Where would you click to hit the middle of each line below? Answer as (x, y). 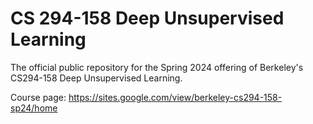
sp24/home (34, 108)
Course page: (38, 97)
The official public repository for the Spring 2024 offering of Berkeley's (157, 67)
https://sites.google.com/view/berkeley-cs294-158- (175, 97)
